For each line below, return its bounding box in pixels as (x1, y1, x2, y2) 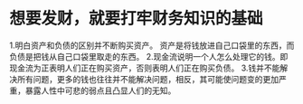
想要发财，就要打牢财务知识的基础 (9, 8, 264, 29)
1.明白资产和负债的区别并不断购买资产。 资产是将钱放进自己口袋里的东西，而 (9, 40, 295, 51)
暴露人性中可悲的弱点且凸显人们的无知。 (24, 85, 176, 96)
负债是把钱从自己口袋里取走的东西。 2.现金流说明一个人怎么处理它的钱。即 (9, 51, 289, 61)
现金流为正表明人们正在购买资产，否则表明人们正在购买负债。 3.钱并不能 (9, 62, 280, 73)
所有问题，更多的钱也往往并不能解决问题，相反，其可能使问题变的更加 (16, 73, 279, 84)
